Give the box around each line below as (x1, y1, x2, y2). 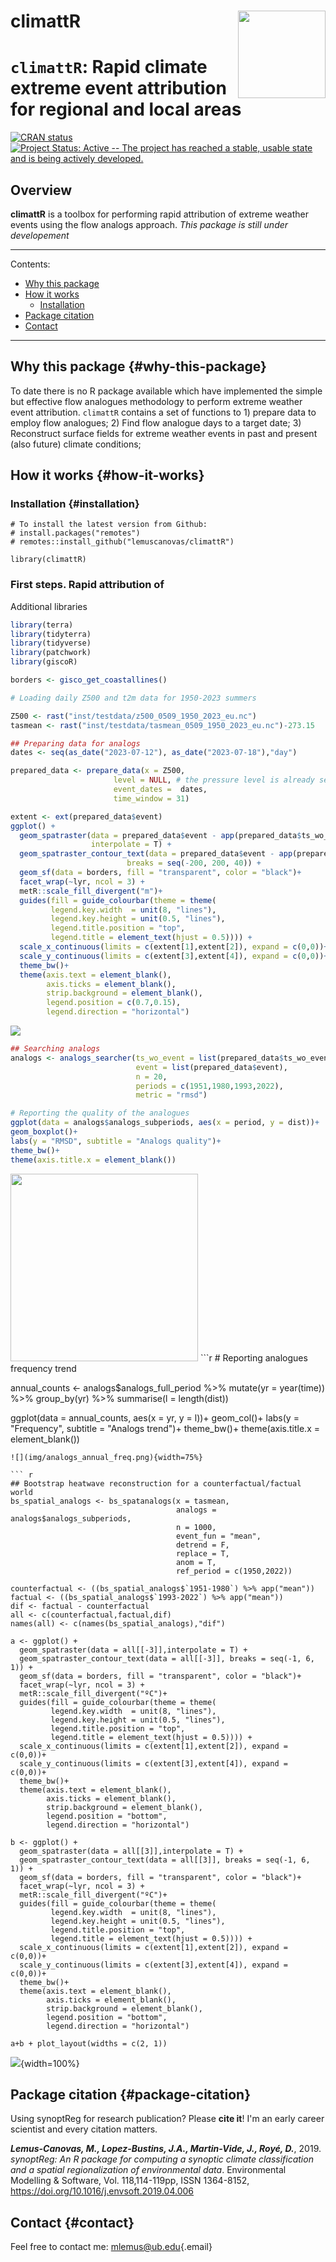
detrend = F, (175, 1540, 230, 1550)
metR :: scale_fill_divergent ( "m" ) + (19, 886, 163, 896)
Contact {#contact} (10, 2214, 135, 2231)
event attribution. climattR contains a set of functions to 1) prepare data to (10, 406, 317, 418)
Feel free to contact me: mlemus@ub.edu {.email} (10, 2241, 213, 2253)
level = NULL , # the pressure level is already (113, 775, 315, 785)
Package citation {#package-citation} (10, 2086, 251, 2103)
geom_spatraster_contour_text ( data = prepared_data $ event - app (19, 849, 293, 859)
